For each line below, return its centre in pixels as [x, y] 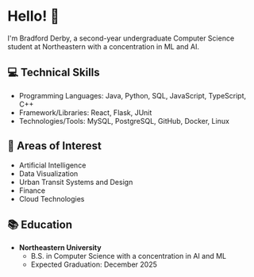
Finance [32, 190]
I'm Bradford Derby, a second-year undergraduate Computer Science [121, 38]
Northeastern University [60, 248]
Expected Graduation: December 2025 [94, 264]
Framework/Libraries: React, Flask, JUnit [85, 112]
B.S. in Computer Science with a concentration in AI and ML [129, 256]
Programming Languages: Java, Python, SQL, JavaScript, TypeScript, [133, 95]
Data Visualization [48, 173]
